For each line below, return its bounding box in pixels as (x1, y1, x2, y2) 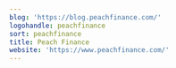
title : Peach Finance (9, 37, 90, 47)
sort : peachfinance (9, 29, 82, 38)
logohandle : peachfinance (9, 21, 105, 30)
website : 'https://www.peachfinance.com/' (9, 46, 170, 55)
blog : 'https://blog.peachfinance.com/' (9, 12, 163, 22)
